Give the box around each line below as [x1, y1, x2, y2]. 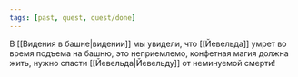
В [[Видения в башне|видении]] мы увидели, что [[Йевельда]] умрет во [9, 38, 288, 49]
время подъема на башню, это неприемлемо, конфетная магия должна [9, 47, 289, 59]
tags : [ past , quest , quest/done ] [9, 13, 136, 23]
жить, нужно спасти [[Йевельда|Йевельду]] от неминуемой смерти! [9, 57, 276, 68]
